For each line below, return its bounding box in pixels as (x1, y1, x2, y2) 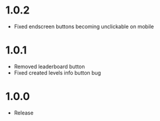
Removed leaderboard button (13, 63, 86, 70)
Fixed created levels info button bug (13, 69, 101, 76)
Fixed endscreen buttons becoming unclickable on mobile (13, 23, 154, 30)
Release (13, 109, 33, 116)
